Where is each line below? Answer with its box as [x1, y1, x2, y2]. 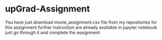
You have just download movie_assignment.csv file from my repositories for [5, 19, 157, 25]
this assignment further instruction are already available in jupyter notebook [5, 24, 158, 30]
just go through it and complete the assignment [5, 29, 100, 35]
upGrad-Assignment [5, 3, 90, 14]
